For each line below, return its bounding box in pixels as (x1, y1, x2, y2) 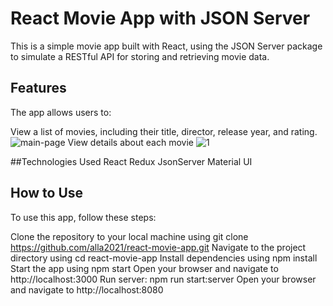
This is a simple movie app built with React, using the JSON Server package (10, 40, 323, 52)
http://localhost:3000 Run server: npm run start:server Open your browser (10, 273, 317, 285)
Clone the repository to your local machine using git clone (10, 230, 249, 242)
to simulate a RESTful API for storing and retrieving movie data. (10, 50, 270, 62)
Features (10, 80, 67, 97)
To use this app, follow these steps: (10, 211, 157, 223)
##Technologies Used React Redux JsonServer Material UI (10, 155, 253, 167)
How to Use (10, 185, 84, 202)
